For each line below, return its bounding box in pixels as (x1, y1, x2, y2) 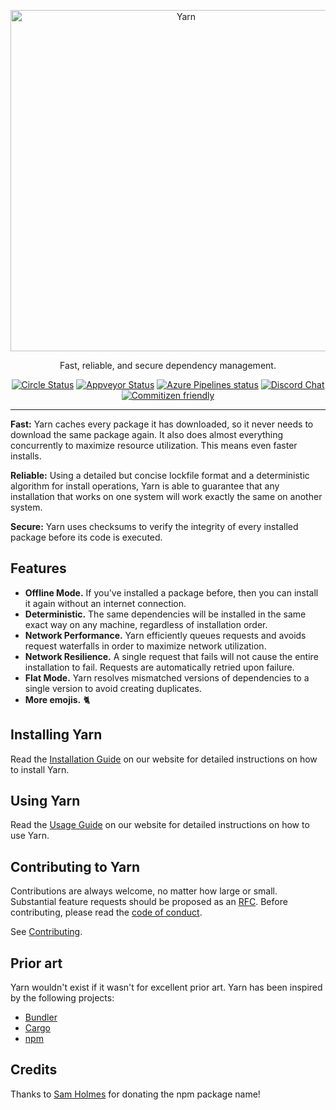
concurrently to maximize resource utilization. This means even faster (10, 440, 298, 451)
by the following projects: (10, 992, 115, 1004)
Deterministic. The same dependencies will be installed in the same (24, 608, 307, 620)
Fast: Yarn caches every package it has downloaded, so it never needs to (10, 418, 314, 430)
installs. (10, 450, 42, 462)
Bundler (24, 1011, 58, 1024)
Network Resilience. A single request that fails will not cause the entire (24, 650, 319, 662)
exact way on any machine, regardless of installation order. (24, 618, 268, 630)
